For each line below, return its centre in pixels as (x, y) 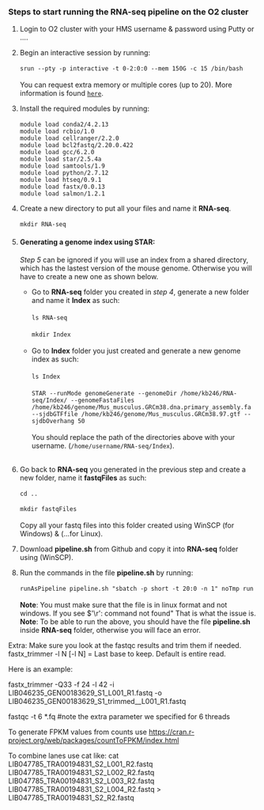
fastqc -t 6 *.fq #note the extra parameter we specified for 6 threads (119, 716)
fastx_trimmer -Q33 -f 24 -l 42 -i (61, 684)
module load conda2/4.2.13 (64, 125)
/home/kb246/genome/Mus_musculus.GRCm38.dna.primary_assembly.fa (141, 407)
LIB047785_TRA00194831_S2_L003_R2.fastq (81, 781)
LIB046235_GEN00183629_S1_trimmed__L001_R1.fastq (97, 701)
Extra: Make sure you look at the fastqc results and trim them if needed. (125, 645)
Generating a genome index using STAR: (87, 242)
